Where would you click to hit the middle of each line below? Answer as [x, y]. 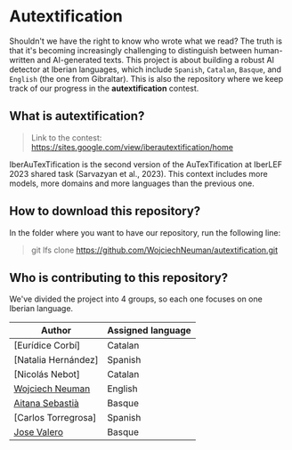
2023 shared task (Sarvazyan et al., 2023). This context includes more [139, 173]
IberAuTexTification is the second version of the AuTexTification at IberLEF [146, 164]
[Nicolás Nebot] [47, 374]
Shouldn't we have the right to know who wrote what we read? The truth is [146, 41]
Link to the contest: [66, 137]
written [22, 60]
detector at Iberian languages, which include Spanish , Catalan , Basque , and [146, 69]
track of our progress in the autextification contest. [104, 88]
